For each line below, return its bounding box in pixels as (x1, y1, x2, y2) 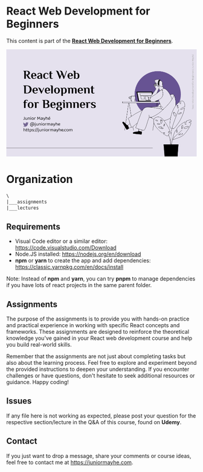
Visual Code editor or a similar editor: (14, 238, 108, 245)
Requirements (6, 221, 60, 231)
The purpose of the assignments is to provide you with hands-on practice (6, 315, 190, 322)
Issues (6, 396, 32, 407)
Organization (6, 172, 73, 186)
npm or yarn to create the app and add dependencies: (14, 257, 151, 264)
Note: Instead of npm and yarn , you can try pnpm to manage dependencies (6, 275, 196, 282)
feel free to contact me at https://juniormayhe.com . (6, 459, 134, 466)
